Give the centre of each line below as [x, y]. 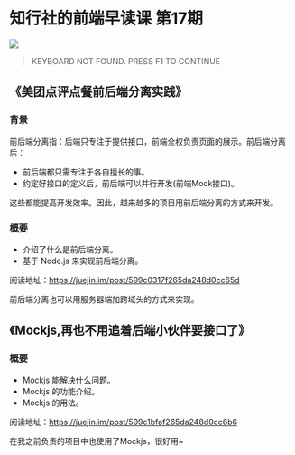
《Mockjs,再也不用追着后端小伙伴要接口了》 [130, 331]
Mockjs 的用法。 [53, 403]
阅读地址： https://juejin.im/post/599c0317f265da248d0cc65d [125, 280]
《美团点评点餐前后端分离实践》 [98, 92]
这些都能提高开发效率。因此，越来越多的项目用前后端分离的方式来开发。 [143, 202]
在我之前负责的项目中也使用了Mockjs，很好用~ [97, 441]
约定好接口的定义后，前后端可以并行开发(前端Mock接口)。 [130, 183]
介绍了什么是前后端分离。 [70, 249]
